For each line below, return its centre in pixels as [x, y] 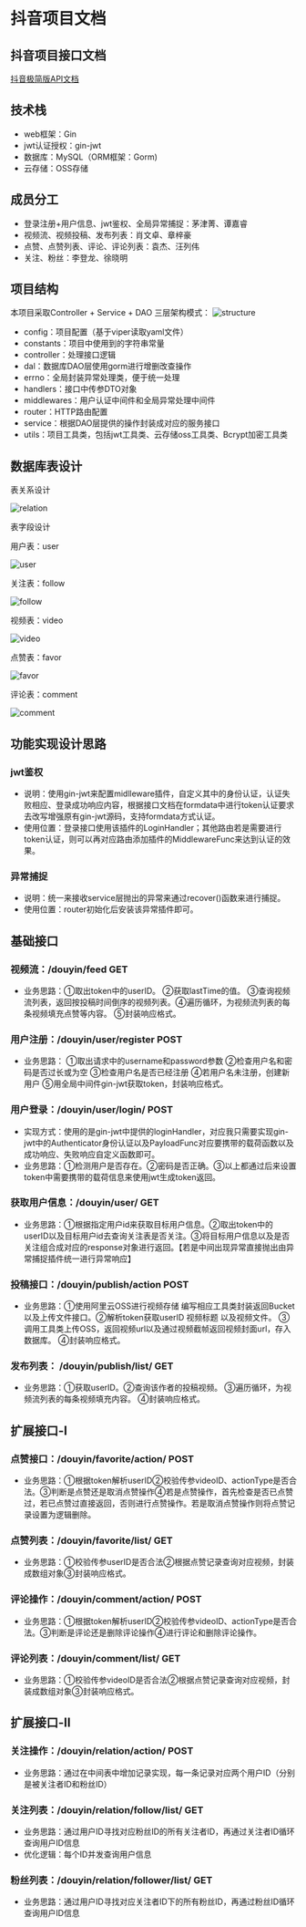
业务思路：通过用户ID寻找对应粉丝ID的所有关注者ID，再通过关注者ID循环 [159, 1831]
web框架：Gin [50, 134]
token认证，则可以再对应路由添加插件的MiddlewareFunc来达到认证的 [153, 839]
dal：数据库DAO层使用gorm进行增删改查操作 [107, 367]
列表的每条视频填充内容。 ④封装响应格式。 [122, 1399]
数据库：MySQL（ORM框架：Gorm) [91, 157]
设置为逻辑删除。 [64, 1515]
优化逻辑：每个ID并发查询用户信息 [87, 1854]
